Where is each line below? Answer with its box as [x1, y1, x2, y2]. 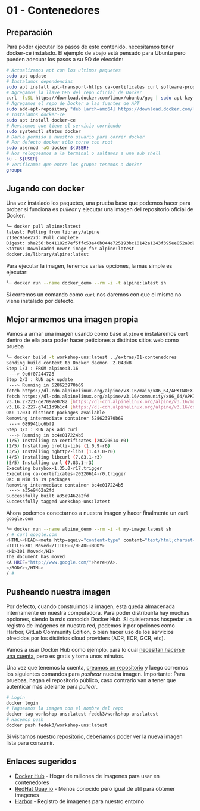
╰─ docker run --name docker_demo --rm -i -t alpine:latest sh [6, 280, 167, 286]
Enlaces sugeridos [6, 757, 77, 767]
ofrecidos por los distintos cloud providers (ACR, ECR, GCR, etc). [6, 634, 165, 642]
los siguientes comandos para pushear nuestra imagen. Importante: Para [6, 670, 185, 677]
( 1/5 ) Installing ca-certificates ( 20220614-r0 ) [6, 438, 129, 444]
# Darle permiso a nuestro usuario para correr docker [6, 134, 145, 140]
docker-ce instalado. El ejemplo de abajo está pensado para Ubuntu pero [6, 49, 186, 57]
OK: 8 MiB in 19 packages [6, 476, 70, 482]
